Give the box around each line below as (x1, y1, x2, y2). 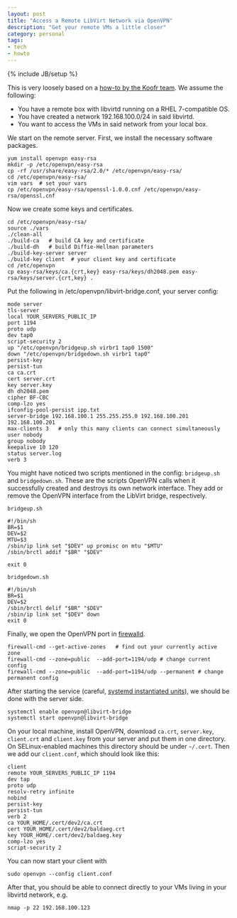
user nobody (7, 431, 43, 438)
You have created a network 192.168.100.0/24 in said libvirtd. (17, 112, 195, 121)
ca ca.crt (7, 369, 37, 376)
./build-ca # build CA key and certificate (7, 237, 144, 244)
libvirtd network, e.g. (7, 890, 68, 899)
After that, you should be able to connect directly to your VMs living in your (7, 882, 227, 891)
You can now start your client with (7, 856, 107, 865)
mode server (7, 300, 43, 308)
